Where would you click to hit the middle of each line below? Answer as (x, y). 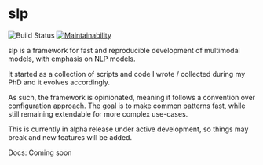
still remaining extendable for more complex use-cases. (98, 113)
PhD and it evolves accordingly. (59, 82)
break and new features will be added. (70, 137)
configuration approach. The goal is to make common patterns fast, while (127, 106)
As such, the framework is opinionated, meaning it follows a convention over (132, 97)
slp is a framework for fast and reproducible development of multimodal (124, 50)
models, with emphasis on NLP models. (72, 59)
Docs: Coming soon (40, 152)
